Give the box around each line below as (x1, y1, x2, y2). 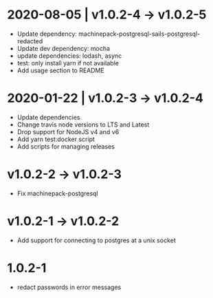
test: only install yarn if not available (16, 58, 119, 67)
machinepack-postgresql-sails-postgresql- (78, 30, 201, 38)
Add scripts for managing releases (16, 142, 115, 151)
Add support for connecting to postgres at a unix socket (16, 236, 177, 244)
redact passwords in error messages (16, 283, 122, 291)
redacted (16, 36, 43, 45)
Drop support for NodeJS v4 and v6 (16, 127, 120, 136)
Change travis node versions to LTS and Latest (16, 120, 150, 129)
